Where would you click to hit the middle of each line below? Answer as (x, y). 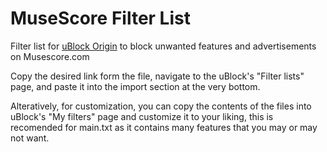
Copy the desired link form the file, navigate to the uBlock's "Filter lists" (157, 76)
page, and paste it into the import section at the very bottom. (135, 86)
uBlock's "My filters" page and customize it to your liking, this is (142, 116)
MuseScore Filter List (100, 18)
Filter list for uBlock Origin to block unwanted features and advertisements (163, 46)
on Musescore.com (50, 56)
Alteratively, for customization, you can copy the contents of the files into (161, 106)
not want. (30, 138)
